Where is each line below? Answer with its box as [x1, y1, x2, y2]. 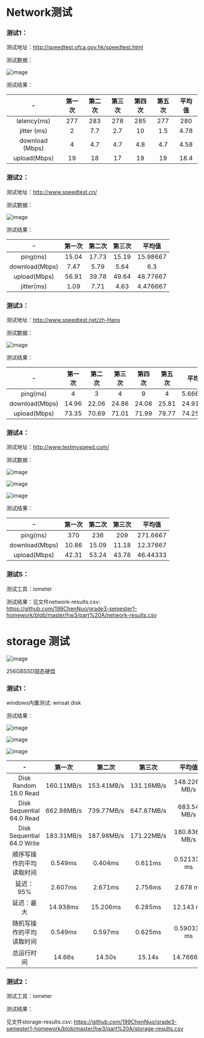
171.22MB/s [130, 831, 167, 840]
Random [12, 781, 36, 790]
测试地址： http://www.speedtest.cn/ [6, 188, 97, 195]
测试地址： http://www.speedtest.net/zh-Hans [6, 316, 120, 324]
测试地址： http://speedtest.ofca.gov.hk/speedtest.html [6, 44, 144, 51]
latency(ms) [16, 117, 51, 125]
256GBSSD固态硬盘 [6, 667, 56, 674]
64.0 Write [9, 839, 40, 847]
